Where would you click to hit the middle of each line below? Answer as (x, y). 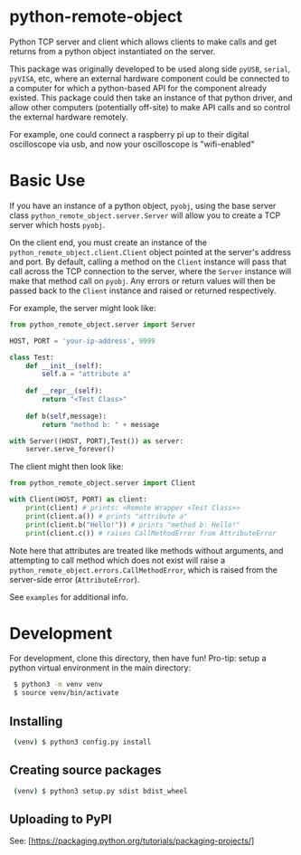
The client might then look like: (66, 467)
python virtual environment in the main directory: (100, 668)
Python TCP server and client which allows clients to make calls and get (143, 42)
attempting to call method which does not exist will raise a (118, 560)
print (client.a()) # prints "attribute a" (107, 516)
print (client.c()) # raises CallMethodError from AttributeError (151, 533)
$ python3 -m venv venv (58, 685)
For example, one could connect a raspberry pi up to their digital (129, 134)
